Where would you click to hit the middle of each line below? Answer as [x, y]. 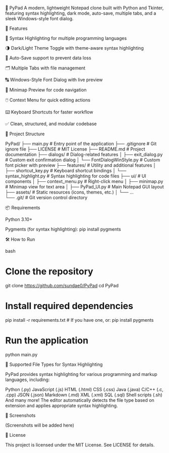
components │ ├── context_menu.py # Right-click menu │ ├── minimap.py [84, 181]
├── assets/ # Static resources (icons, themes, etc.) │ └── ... [69, 192]
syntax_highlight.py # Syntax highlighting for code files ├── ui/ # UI [76, 176]
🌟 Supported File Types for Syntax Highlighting [54, 364]
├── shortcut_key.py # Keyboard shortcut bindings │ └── [66, 171]
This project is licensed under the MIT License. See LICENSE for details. [80, 445]
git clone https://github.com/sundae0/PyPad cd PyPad [62, 285]
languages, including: [27, 380]
